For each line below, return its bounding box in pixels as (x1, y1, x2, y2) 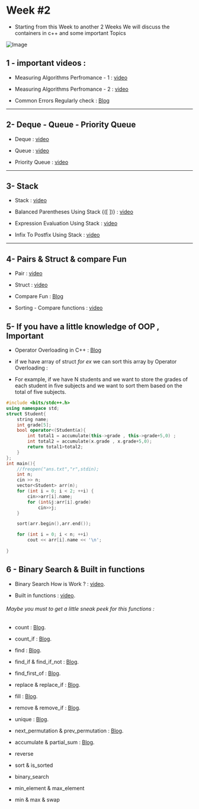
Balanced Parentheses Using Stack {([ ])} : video (14, 208, 133, 215)
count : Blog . (14, 623, 46, 630)
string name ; (17, 416, 49, 422)
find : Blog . (14, 646, 41, 654)
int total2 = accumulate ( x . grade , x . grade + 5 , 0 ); (27, 438, 152, 445)
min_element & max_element (14, 784, 85, 792)
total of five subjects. (14, 388, 66, 395)
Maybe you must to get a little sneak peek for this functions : (6, 606, 155, 613)
